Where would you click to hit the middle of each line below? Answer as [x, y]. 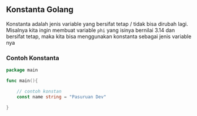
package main [22, 70]
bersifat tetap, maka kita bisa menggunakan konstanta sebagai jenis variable [99, 36]
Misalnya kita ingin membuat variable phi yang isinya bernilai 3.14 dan [91, 30]
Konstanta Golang [40, 10]
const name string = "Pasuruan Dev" [62, 97]
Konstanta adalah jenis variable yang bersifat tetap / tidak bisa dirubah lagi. [97, 24]
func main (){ [22, 81]
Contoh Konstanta [33, 58]
